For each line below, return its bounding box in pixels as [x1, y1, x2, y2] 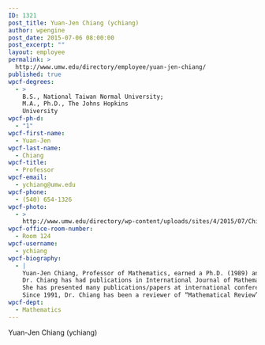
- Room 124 [15, 233, 51, 241]
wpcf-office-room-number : [8, 225, 93, 233]
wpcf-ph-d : [8, 115, 44, 123]
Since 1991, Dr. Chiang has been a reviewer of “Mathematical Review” [22, 291, 259, 299]
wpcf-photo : [8, 203, 47, 210]
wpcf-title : [8, 159, 47, 167]
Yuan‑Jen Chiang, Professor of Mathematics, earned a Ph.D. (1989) [22, 269, 248, 277]
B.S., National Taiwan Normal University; [22, 93, 164, 100]
